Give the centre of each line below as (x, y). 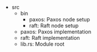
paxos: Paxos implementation (56, 32)
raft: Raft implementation (50, 38)
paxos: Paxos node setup (60, 19)
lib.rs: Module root (42, 44)
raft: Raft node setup (54, 25)
